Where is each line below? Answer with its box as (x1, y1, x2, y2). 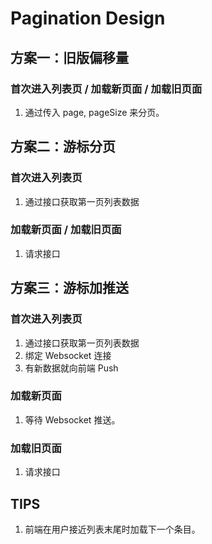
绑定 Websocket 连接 (24, 349, 112, 361)
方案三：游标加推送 (10, 280, 129, 297)
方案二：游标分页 (10, 138, 116, 156)
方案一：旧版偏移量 (10, 49, 129, 66)
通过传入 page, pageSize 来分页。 (24, 106, 165, 118)
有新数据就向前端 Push (24, 362, 119, 374)
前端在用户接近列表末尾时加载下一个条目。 (24, 523, 201, 535)
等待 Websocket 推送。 (24, 413, 121, 426)
